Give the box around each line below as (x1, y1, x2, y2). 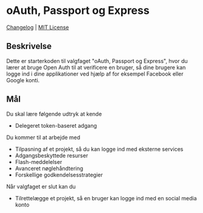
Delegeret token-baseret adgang (15, 122, 97, 129)
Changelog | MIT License (6, 24, 69, 31)
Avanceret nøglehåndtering (15, 165, 84, 172)
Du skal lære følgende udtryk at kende (6, 110, 102, 117)
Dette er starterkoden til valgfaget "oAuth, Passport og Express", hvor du (6, 57, 188, 64)
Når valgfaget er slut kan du (6, 183, 76, 190)
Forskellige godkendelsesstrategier (15, 171, 103, 179)
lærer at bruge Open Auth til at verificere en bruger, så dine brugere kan (6, 64, 186, 71)
